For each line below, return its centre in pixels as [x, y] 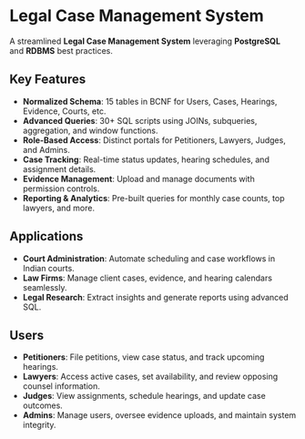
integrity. [39, 425]
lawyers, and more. [59, 208]
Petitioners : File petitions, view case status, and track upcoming [143, 357]
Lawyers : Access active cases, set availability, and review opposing [150, 377]
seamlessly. [45, 287]
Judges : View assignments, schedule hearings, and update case [144, 396]
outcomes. [43, 405]
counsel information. [61, 386]
